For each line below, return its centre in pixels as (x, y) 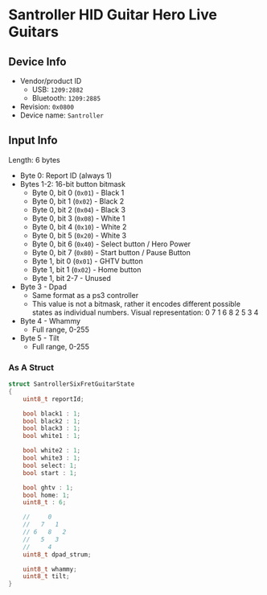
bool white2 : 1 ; (52, 451)
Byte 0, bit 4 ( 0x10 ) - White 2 (79, 226)
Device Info (37, 62)
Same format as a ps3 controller (85, 295)
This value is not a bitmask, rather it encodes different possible (136, 304)
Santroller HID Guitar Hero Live (113, 15)
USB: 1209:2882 (58, 89)
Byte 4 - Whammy (50, 320)
